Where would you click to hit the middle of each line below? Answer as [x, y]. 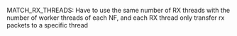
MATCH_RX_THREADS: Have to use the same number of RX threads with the [118, 10]
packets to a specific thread [48, 25]
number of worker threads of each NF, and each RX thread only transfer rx [116, 18]
